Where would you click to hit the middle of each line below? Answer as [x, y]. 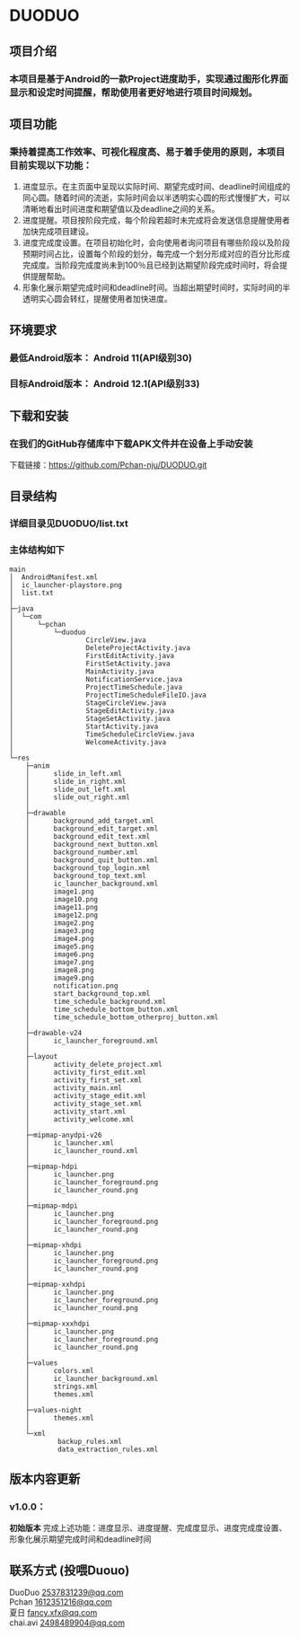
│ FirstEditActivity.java [92, 656]
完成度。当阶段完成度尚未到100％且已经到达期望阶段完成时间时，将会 [151, 265]
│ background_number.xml [82, 852]
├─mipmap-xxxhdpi [58, 1324]
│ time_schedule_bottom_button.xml [102, 1009]
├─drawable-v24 [54, 1033]
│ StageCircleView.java [88, 703]
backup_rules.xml [90, 1441]
